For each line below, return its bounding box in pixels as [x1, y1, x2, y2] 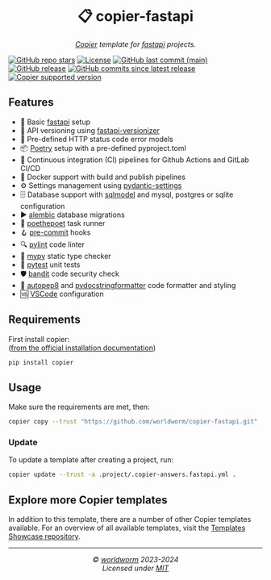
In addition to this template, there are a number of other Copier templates [8, 515, 252, 524]
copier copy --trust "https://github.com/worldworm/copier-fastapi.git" [8, 418, 258, 426]
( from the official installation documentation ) [8, 343, 156, 353]
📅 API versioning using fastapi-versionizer [19, 125, 160, 135]
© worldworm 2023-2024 [92, 555, 179, 565]
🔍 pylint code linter [19, 240, 85, 249]
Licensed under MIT [102, 563, 169, 574]
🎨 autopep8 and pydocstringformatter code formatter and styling [19, 280, 236, 290]
